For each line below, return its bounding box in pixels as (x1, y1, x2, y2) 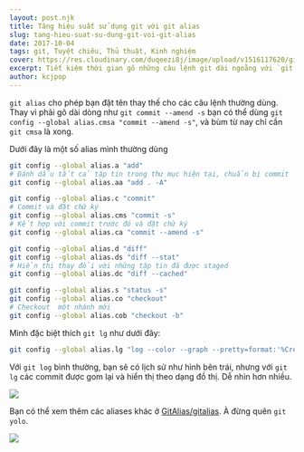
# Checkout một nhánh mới (9, 303, 111, 312)
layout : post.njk (9, 13, 75, 23)
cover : (9, 55, 34, 64)
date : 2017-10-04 (9, 38, 75, 48)
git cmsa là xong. (9, 126, 74, 137)
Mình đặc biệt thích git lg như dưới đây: (9, 327, 161, 338)
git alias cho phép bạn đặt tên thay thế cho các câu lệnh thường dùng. (9, 97, 279, 108)
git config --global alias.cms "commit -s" (9, 211, 176, 220)
